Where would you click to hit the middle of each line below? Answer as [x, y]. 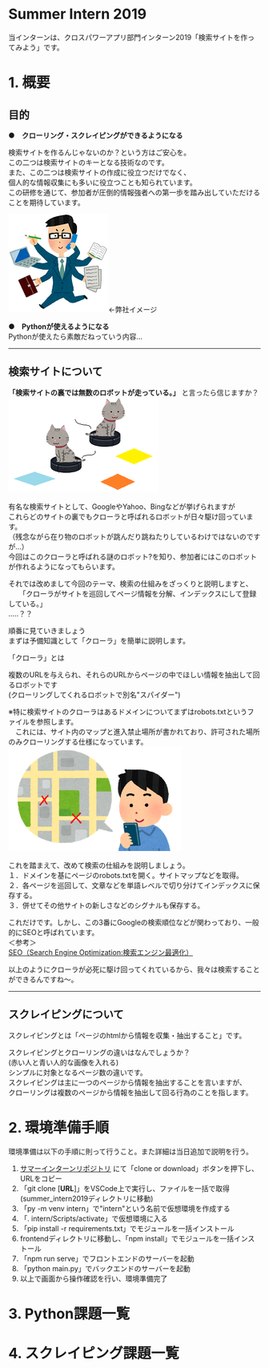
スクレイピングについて [66, 1015]
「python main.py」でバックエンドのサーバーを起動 [105, 1268]
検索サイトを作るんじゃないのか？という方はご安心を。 [99, 152]
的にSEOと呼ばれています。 [54, 932]
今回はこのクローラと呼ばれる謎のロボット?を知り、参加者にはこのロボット [133, 556]
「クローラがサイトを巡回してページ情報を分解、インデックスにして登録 [139, 593]
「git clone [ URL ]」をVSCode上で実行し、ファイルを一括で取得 [125, 1188]
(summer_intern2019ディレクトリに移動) [86, 1198]
